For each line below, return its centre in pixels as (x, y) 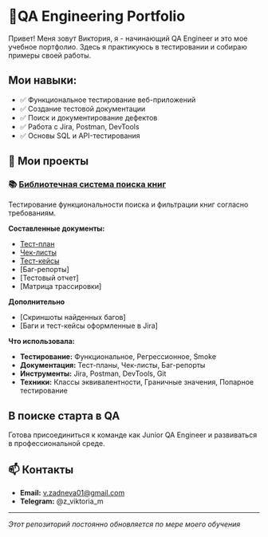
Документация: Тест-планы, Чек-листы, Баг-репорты (112, 365)
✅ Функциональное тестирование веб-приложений (108, 100)
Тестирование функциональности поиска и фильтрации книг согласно (128, 205)
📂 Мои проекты (49, 162)
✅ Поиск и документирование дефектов (89, 117)
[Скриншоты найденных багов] (73, 318)
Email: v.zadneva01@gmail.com (72, 493)
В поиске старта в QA (64, 415)
